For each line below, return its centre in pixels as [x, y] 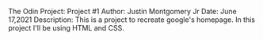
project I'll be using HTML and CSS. [67, 28]
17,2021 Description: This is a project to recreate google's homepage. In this [132, 20]
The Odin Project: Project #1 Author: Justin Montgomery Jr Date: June [122, 11]
